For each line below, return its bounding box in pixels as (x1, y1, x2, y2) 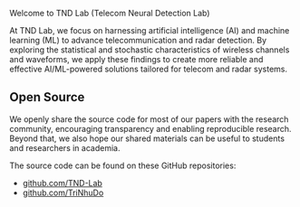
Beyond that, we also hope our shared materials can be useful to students (9, 133, 285, 144)
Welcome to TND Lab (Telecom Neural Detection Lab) (9, 8, 210, 18)
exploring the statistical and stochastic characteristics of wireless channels (9, 44, 290, 55)
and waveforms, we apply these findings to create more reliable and (9, 54, 264, 64)
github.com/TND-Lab (22, 177, 102, 188)
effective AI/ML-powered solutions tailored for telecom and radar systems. (9, 63, 288, 74)
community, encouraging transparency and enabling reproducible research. (9, 123, 292, 134)
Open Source (9, 89, 85, 105)
